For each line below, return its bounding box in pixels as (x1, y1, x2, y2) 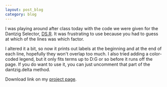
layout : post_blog (5, 7, 43, 12)
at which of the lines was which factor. (5, 36, 84, 42)
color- (149, 50, 162, 57)
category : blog (5, 12, 37, 17)
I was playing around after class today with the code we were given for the (5, 25, 159, 31)
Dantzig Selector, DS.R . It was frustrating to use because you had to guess (5, 31, 159, 37)
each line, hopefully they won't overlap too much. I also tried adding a (5, 50, 149, 57)
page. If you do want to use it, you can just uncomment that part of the (5, 61, 151, 67)
